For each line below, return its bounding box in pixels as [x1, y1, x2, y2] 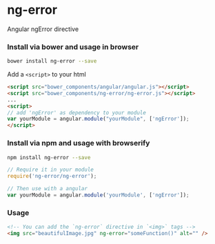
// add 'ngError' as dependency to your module [7, 109, 147, 116]
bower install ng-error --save [7, 58, 97, 65]
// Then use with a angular [7, 185, 88, 192]
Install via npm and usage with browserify [7, 139, 150, 148]
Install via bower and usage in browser [7, 42, 139, 52]
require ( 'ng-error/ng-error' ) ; [7, 173, 97, 180]
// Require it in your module [7, 166, 94, 174]
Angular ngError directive [7, 25, 79, 33]
